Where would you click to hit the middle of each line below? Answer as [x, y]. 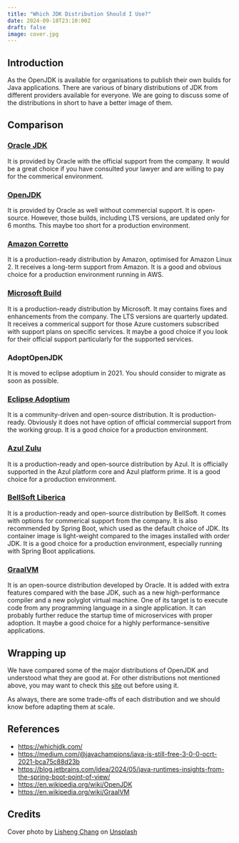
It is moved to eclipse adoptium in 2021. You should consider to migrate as [117, 373]
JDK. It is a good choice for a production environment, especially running [115, 543]
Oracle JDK [27, 146]
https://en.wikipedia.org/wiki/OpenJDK [75, 784]
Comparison [36, 125]
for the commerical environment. [56, 176]
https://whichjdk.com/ [50, 746]
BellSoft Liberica [37, 498]
